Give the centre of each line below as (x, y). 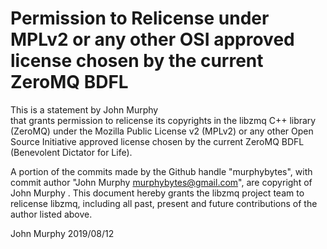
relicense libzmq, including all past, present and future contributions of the (164, 203)
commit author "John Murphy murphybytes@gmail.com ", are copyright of (161, 182)
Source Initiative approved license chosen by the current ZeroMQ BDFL (157, 141)
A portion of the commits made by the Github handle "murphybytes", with (161, 171)
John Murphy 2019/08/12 (62, 233)
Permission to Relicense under (140, 18)
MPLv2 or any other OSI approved (152, 39)
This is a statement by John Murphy (84, 109)
